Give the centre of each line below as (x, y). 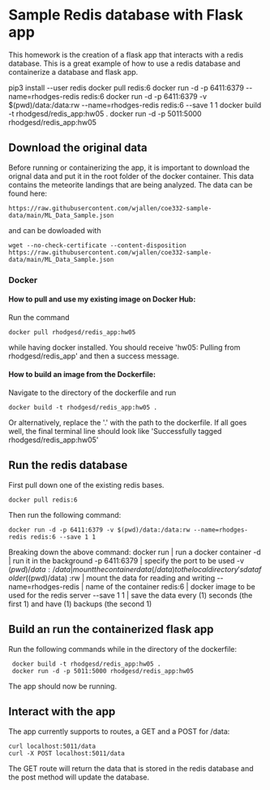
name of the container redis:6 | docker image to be (170, 586)
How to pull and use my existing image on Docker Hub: (102, 299)
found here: (28, 193)
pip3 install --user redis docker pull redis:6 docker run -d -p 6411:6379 (126, 88)
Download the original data (78, 148)
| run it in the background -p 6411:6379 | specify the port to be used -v (126, 560)
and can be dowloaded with (55, 230)
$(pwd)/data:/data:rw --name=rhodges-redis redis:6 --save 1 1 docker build (135, 105)
